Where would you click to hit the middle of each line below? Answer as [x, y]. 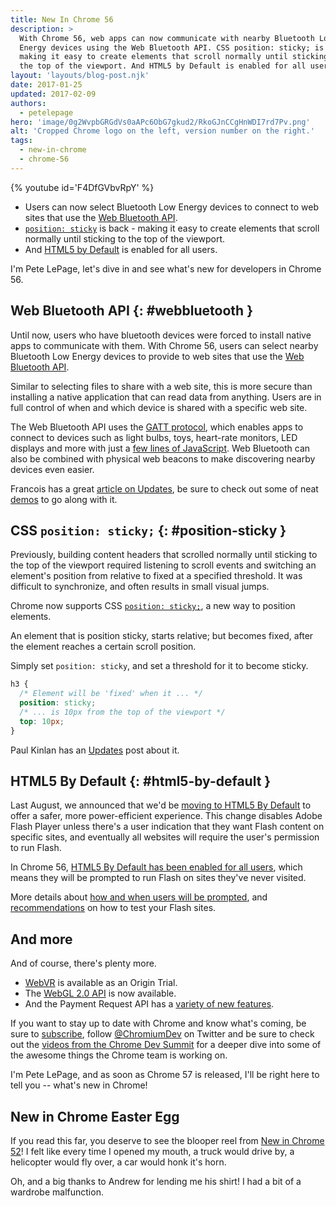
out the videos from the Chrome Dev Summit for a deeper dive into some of [166, 1045]
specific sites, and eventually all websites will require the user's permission [165, 837]
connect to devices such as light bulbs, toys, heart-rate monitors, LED [154, 437]
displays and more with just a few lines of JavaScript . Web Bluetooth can [160, 448]
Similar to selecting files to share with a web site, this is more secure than [161, 386]
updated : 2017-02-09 [53, 94]
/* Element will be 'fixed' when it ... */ [111, 694]
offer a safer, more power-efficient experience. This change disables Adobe [166, 816]
